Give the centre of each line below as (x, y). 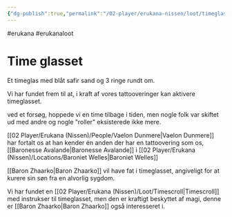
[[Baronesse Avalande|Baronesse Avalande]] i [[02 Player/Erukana (101, 150)
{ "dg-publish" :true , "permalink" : (55, 13)
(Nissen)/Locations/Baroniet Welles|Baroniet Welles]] (83, 157)
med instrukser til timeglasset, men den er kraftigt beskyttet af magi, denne (114, 198)
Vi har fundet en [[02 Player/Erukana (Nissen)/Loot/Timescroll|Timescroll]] (113, 191)
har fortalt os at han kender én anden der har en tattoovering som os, (106, 142)
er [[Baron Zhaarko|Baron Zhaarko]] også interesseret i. (86, 206)
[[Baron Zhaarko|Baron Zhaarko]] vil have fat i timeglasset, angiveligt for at (113, 171)
